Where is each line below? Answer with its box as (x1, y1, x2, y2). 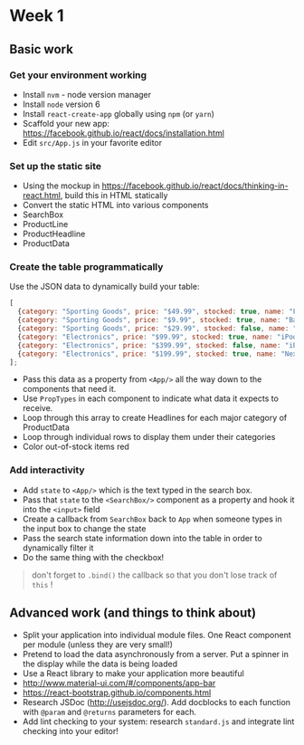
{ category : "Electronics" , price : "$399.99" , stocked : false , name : (17, 340, 281, 349)
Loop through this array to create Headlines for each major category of (22, 413, 288, 424)
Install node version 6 (22, 99, 101, 110)
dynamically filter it (22, 542, 94, 553)
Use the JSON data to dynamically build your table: (9, 282, 200, 292)
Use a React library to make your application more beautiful (22, 667, 244, 679)
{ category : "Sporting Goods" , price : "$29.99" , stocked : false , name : (17, 324, 290, 333)
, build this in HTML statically (60, 190, 168, 201)
